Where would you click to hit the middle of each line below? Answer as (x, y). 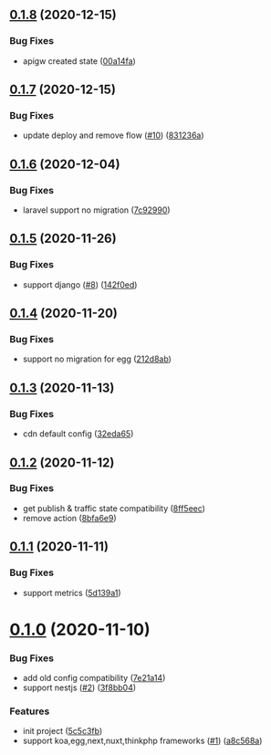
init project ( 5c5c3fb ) (63, 731)
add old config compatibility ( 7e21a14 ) (94, 677)
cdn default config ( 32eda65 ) (78, 434)
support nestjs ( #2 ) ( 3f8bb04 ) (79, 687)
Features (30, 711)
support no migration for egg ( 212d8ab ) (97, 359)
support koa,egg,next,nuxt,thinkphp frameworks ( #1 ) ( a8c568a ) (142, 741)
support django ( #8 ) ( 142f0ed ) (80, 284)
